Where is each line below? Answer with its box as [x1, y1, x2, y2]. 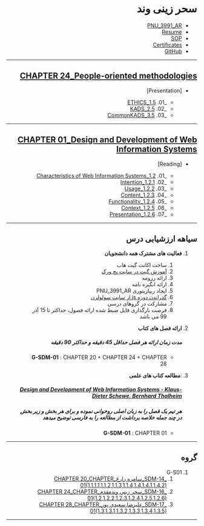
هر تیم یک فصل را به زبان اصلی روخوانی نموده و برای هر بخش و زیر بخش [20, 407, 182, 415]
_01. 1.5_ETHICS [127, 99, 167, 106]
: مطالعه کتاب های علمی [129, 372, 182, 380]
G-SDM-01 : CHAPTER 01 [103, 429, 167, 436]
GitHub [164, 47, 182, 54]
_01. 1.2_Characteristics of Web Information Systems [36, 172, 167, 179]
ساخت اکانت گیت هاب [116, 261, 167, 269]
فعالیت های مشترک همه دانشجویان [104, 250, 182, 257]
